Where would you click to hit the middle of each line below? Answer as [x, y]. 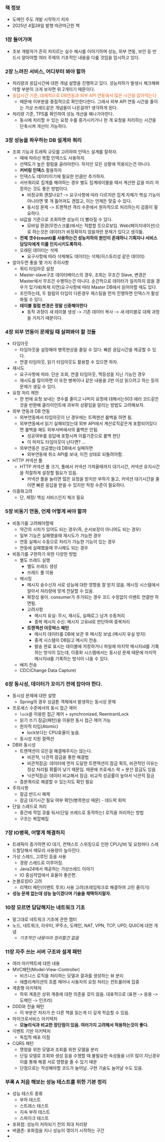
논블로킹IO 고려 [27, 881]
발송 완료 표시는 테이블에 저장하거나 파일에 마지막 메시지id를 [92, 646]
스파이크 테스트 [34, 1118]
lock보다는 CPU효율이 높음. [53, 733]
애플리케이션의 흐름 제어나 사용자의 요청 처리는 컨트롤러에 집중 [79, 981]
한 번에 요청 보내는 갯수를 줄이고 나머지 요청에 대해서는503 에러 [81, 399]
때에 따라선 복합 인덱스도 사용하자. [52, 158]
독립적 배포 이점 [35, 1037]
